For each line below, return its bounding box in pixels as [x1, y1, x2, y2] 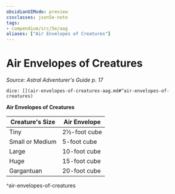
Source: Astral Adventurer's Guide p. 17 [6, 76, 103, 84]
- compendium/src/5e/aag [6, 25, 68, 32]
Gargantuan [9, 167, 43, 175]
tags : [6, 20, 20, 26]
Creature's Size [10, 118, 56, 126]
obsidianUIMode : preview [6, 8, 68, 15]
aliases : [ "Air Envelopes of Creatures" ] [6, 31, 111, 37]
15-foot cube [62, 157, 102, 165]
